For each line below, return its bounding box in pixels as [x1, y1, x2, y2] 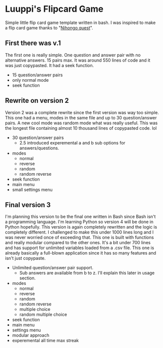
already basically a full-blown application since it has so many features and [5, 250, 156, 256]
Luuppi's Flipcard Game [5, 3, 103, 15]
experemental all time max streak [12, 338, 79, 344]
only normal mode [12, 77, 49, 83]
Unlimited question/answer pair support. [12, 265, 94, 271]
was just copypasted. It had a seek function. [5, 62, 94, 68]
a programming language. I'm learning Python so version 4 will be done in [5, 219, 154, 225]
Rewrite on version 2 [5, 96, 69, 105]
